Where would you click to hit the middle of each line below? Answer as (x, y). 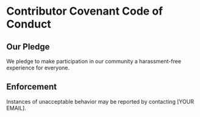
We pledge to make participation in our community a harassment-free (94, 61)
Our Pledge (28, 47)
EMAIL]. (16, 108)
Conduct (29, 24)
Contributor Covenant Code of (85, 11)
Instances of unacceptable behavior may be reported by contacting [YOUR (100, 101)
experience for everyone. (38, 68)
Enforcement (31, 87)
